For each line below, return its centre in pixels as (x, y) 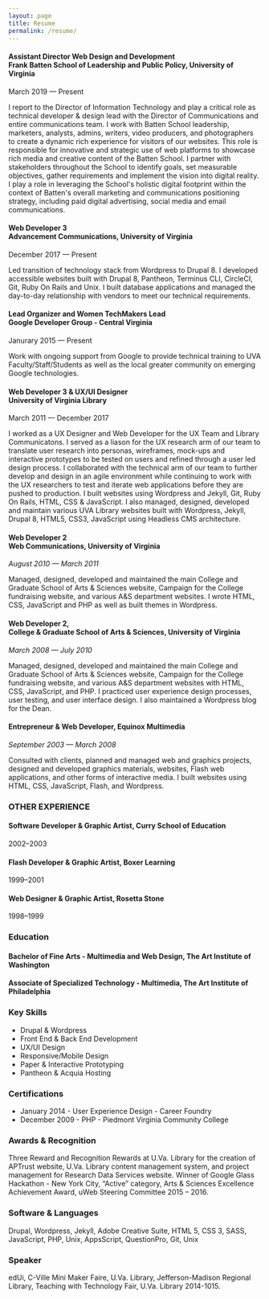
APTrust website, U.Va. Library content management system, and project (129, 1166)
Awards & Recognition (52, 1141)
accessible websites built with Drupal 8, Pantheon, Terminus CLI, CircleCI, (130, 278)
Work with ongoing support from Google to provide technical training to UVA (134, 356)
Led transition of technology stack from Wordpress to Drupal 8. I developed (133, 269)
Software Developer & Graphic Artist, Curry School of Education (117, 826)
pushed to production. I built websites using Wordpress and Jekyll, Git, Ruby (134, 493)
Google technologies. (44, 373)
